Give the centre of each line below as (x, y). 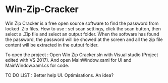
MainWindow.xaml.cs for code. (37, 65)
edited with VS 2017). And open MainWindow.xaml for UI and (68, 60)
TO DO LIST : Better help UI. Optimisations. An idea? (60, 75)
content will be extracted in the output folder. (52, 45)
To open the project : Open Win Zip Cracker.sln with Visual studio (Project (82, 55)
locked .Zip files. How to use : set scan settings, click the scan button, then (83, 28)
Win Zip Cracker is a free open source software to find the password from (82, 23)
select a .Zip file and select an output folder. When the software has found (82, 34)
